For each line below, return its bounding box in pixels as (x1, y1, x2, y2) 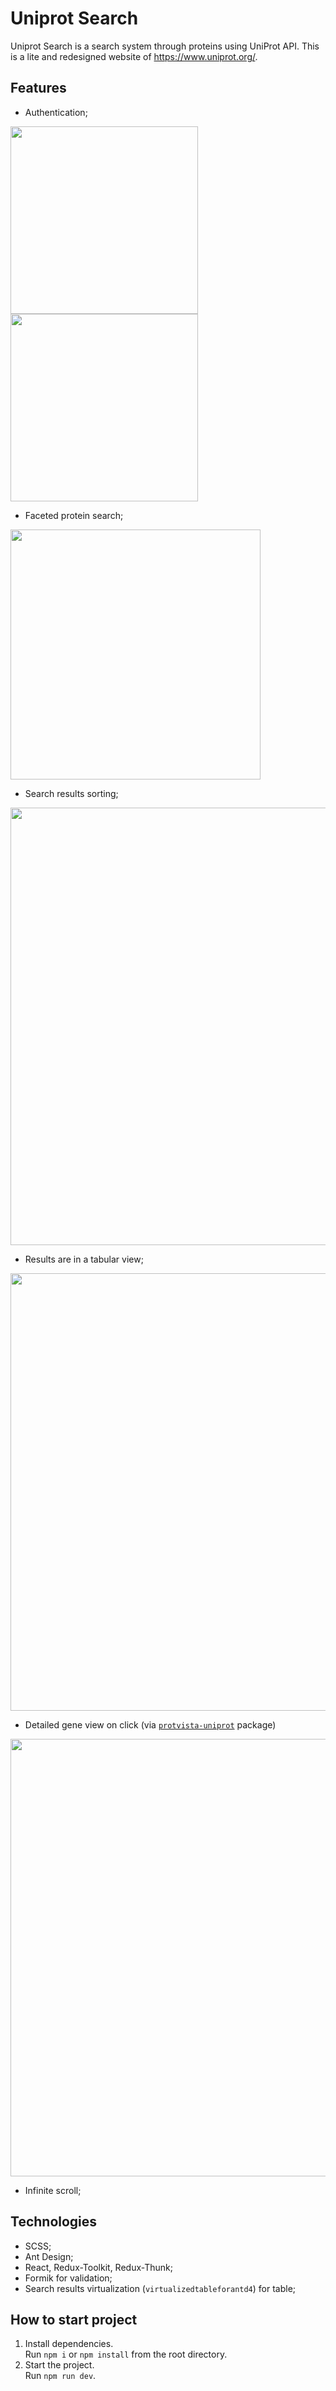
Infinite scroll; (24, 2184, 82, 2196)
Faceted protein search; (24, 509, 124, 521)
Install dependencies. (24, 2338, 114, 2350)
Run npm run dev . (24, 2370, 97, 2382)
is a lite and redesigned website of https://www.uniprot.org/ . (10, 50, 258, 62)
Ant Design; (24, 2250, 74, 2262)
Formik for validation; (24, 2272, 113, 2284)
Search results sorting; (24, 787, 119, 799)
